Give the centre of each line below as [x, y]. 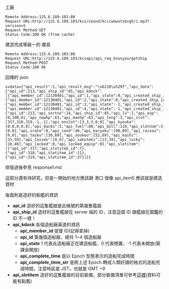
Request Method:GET [26, 30]
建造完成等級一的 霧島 [28, 45]
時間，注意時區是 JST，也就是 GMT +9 [65, 269]
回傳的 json [17, 77]
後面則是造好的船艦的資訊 [32, 195]
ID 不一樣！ [24, 218]
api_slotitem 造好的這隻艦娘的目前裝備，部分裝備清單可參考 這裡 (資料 [84, 275]
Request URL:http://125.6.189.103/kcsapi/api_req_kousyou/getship [76, 58]
